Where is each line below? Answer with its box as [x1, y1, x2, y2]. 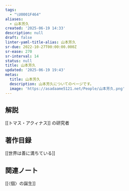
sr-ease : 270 [5, 49, 32, 54]
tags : [5, 7, 16, 12]
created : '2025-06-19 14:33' [5, 26, 66, 31]
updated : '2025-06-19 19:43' [5, 68, 66, 73]
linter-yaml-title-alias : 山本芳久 [5, 40, 76, 45]
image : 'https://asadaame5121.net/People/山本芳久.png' [9, 86, 126, 91]
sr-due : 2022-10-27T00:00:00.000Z [5, 44, 77, 49]
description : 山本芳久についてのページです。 [9, 81, 94, 86]
